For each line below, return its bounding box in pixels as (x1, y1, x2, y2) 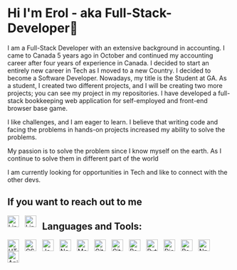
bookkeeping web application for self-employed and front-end (24, 96, 208, 104)
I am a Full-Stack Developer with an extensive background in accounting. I (7, 43, 226, 52)
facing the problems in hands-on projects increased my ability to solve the (7, 125, 226, 134)
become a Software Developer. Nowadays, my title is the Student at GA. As (7, 73, 227, 82)
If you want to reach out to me (7, 196, 142, 208)
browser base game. (7, 104, 68, 112)
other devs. (7, 175, 41, 184)
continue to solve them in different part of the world (7, 154, 159, 163)
